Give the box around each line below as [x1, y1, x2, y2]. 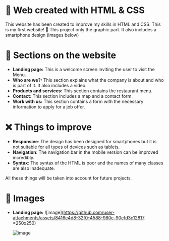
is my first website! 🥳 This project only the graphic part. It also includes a [5, 26, 156, 32]
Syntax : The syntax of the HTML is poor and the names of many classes [12, 160, 163, 166]
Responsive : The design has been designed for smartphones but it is [12, 138, 157, 144]
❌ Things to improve [5, 122, 92, 133]
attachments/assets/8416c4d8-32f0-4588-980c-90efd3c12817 [12, 214, 145, 221]
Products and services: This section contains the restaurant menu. [12, 88, 153, 94]
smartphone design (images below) [5, 32, 79, 38]
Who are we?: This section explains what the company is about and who [12, 77, 164, 83]
